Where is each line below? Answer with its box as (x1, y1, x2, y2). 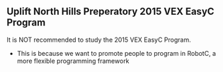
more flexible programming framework (16, 56, 130, 65)
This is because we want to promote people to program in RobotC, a (16, 49, 217, 57)
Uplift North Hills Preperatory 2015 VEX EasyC (6, 6, 215, 18)
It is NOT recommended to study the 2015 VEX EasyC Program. (6, 35, 192, 44)
